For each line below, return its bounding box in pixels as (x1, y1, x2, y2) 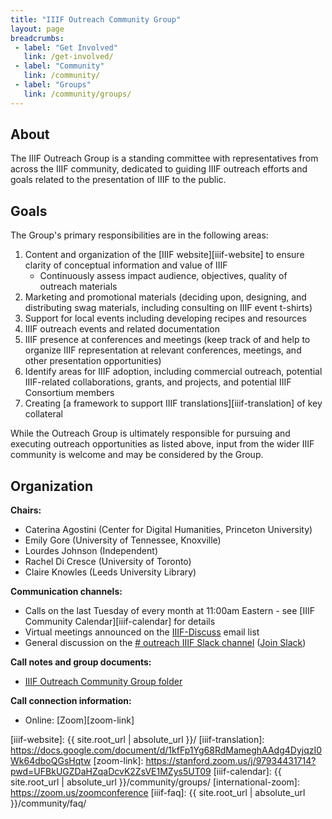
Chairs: (10, 504, 42, 516)
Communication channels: (10, 586, 123, 598)
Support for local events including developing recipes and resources (24, 312, 307, 325)
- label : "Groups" (14, 80, 92, 90)
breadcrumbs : (10, 33, 65, 43)
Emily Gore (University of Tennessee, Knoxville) (24, 534, 222, 546)
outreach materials (39, 281, 118, 293)
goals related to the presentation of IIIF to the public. (10, 174, 227, 186)
